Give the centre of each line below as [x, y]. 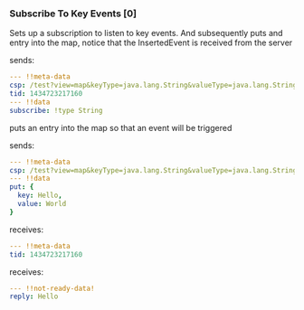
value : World [42, 204]
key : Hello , [40, 196]
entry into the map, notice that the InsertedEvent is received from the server [151, 42]
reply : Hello [34, 296]
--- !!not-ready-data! [52, 288]
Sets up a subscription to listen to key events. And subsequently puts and [146, 33]
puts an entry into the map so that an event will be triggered [121, 127]
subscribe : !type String [56, 110]
